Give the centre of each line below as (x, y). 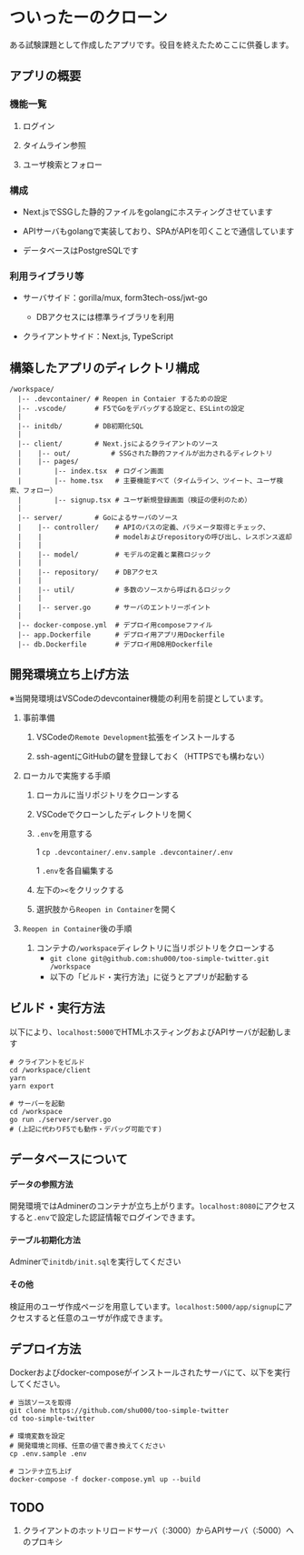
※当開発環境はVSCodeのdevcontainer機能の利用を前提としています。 (139, 698)
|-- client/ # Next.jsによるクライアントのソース (118, 444)
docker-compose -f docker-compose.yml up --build (105, 1480)
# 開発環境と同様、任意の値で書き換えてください (88, 1446)
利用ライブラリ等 (47, 276)
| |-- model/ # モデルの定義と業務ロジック (114, 555)
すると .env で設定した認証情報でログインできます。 (105, 1218)
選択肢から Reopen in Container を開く (107, 908)
